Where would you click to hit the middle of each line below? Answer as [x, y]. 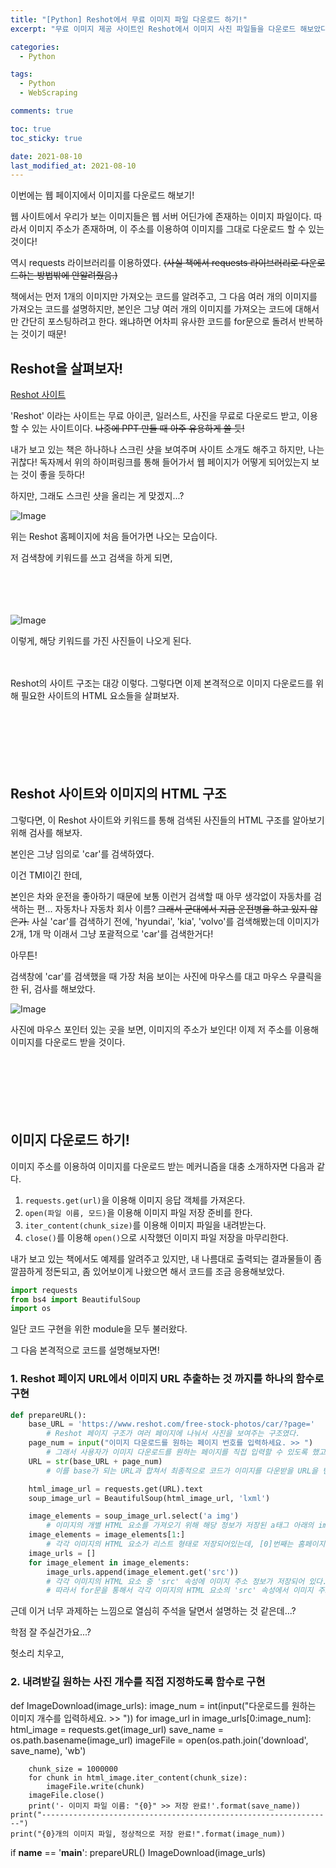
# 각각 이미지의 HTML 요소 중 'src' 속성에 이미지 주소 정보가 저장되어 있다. [187, 1581]
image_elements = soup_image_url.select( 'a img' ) [134, 1516]
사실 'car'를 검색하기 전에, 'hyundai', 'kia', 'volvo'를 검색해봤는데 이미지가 [175, 921]
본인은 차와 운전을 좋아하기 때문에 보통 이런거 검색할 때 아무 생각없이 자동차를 [161, 896]
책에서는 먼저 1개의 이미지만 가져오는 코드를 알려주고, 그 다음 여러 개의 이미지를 [164, 297]
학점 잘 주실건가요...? [51, 1632]
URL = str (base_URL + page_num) [95, 1461]
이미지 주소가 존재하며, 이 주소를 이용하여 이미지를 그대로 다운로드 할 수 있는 [176, 229]
